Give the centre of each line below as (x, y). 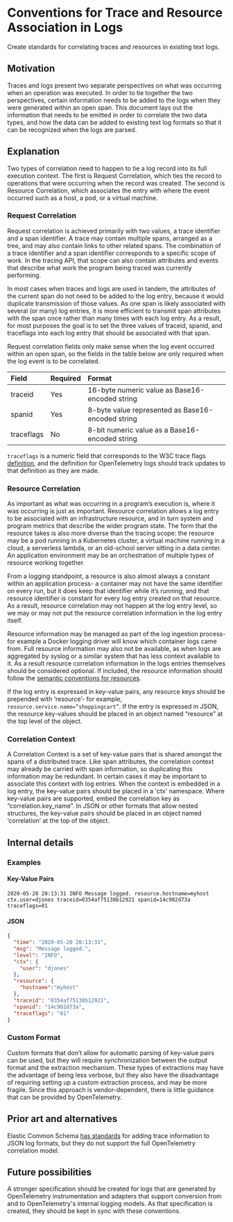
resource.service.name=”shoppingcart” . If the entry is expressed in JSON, (113, 707)
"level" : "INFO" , (38, 955)
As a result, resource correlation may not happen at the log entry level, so (112, 606)
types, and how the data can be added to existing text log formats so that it (114, 122)
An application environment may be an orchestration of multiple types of (111, 555)
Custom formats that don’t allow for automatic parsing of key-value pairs (111, 1052)
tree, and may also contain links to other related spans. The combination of (114, 245)
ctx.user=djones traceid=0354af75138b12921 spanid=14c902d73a (99, 900)
